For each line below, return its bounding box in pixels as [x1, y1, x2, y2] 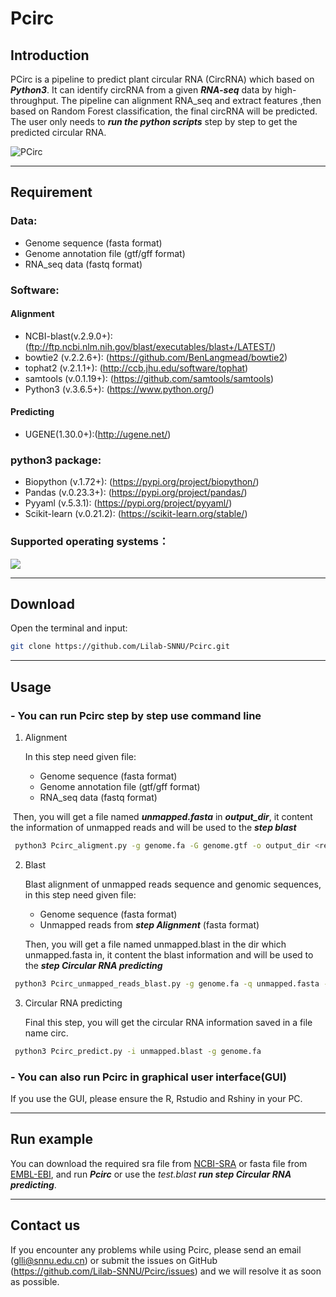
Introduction [10, 47, 90, 64]
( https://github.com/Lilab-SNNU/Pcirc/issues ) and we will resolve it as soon [10, 1265, 322, 1277]
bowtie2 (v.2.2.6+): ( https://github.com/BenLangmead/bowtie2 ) [24, 351, 288, 363]
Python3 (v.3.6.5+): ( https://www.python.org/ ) [24, 383, 215, 395]
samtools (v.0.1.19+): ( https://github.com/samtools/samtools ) [24, 372, 275, 384]
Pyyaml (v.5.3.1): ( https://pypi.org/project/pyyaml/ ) [24, 497, 233, 509]
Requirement [10, 184, 93, 201]
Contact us [10, 1217, 81, 1234]
